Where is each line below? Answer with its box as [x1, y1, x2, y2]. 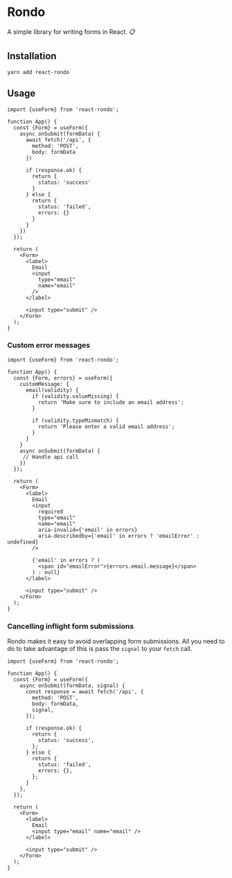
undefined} [7, 539, 39, 546]
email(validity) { [25, 387, 79, 394]
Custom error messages [7, 341, 91, 351]
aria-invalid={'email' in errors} [37, 526, 138, 533]
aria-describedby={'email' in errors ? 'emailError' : [37, 532, 199, 539]
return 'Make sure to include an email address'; [37, 398, 185, 406]
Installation [7, 50, 57, 62]
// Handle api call [22, 453, 79, 460]
